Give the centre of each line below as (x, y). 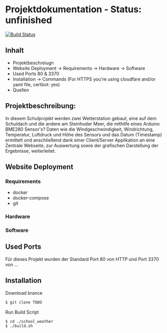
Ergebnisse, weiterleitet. (31, 151)
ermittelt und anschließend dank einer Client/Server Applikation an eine (80, 140)
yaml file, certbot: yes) (36, 84)
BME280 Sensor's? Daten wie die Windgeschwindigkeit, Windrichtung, (79, 129)
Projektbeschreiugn (33, 63)
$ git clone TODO (24, 302)
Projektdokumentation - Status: (73, 9)
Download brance (24, 293)
